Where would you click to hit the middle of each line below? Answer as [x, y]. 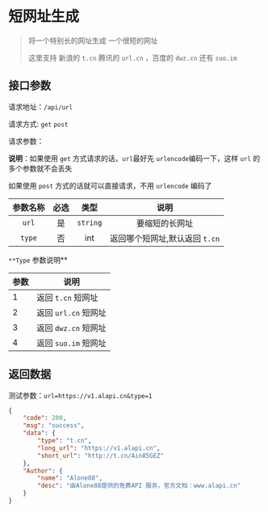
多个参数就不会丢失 [40, 168]
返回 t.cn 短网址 [67, 298]
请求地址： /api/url [41, 107]
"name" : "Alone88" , [70, 478]
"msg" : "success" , [54, 425]
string [90, 222]
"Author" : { [43, 471]
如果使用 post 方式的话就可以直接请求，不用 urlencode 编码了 [110, 185]
